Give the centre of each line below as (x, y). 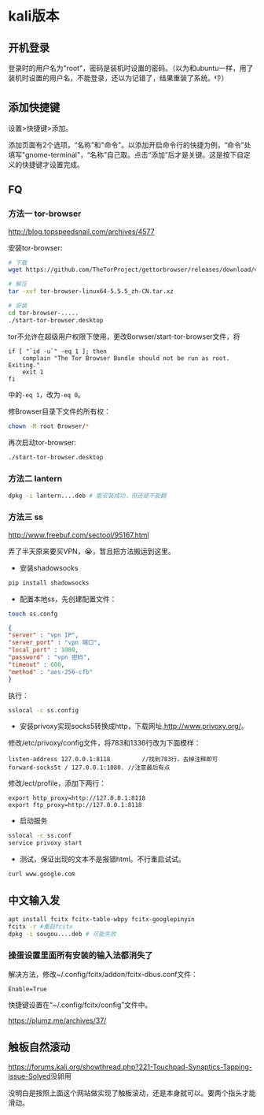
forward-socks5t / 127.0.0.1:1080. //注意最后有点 (89, 768)
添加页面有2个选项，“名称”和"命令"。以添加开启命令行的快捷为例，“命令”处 (130, 145)
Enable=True (27, 989)
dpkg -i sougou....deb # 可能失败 (62, 934)
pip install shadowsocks (49, 583)
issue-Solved (29, 1076)
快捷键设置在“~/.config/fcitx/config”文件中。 (80, 1005)
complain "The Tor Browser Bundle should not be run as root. (126, 358)
